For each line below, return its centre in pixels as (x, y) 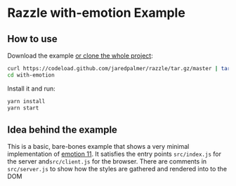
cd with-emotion (31, 75)
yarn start (23, 108)
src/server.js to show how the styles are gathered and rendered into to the (117, 169)
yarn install (26, 101)
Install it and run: (32, 88)
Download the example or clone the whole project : (80, 55)
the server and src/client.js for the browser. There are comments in (107, 161)
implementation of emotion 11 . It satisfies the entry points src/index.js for (114, 154)
